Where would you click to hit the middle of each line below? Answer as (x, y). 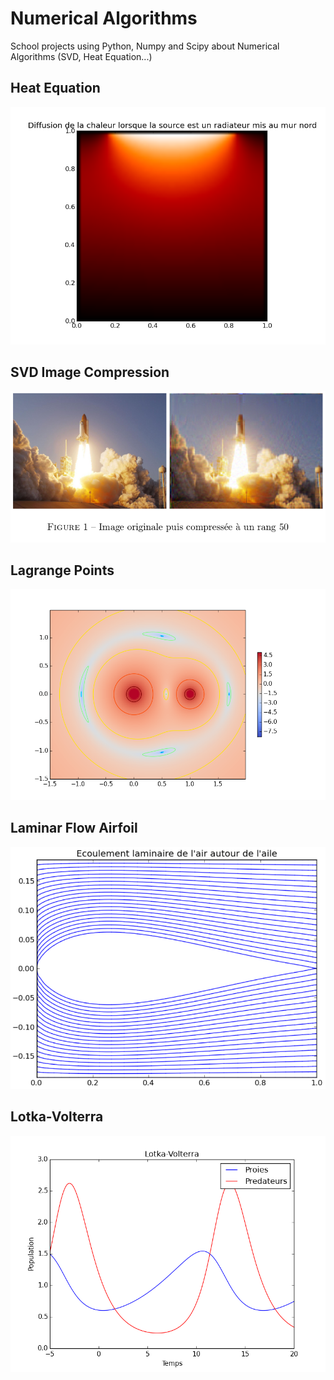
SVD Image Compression (90, 372)
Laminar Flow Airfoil (74, 828)
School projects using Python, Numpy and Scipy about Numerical (145, 46)
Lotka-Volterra (57, 1117)
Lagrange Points (62, 570)
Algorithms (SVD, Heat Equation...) (81, 56)
